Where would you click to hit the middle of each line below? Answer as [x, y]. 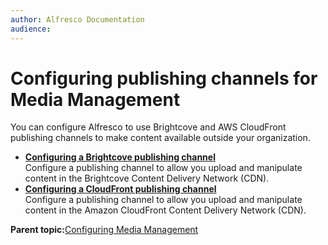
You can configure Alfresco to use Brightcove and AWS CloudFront [148, 127]
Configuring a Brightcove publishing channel [120, 157]
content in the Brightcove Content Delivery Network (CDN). [147, 178]
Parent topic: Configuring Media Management [104, 230]
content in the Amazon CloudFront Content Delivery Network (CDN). [165, 210]
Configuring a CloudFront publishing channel [120, 189]
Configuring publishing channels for [164, 78]
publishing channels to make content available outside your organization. [160, 138]
